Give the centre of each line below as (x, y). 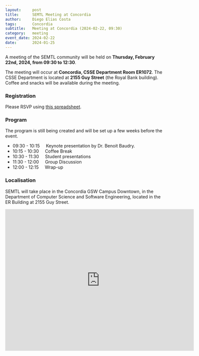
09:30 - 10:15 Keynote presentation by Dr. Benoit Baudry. (74, 146)
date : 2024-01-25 (30, 43)
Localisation (21, 180)
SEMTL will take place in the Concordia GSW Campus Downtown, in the (79, 191)
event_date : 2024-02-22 (30, 38)
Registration (21, 96)
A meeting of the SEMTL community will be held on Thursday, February (80, 57)
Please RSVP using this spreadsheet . (43, 107)
